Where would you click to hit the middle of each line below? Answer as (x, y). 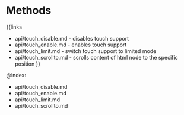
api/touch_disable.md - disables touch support (72, 38)
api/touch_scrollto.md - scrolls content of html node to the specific (96, 57)
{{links (14, 27)
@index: (16, 75)
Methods (29, 10)
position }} (28, 64)
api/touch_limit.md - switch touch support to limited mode (85, 51)
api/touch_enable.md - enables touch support (71, 45)
